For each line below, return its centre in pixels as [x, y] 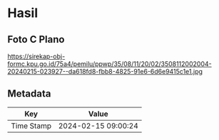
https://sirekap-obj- [36, 56]
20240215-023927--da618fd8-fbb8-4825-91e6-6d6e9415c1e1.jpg [105, 71]
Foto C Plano [36, 39]
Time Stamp [31, 126]
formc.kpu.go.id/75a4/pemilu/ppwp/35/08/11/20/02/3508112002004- [109, 64]
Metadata [29, 94]
